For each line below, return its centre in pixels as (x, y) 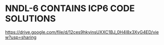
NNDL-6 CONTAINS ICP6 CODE (70, 8)
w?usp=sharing (21, 37)
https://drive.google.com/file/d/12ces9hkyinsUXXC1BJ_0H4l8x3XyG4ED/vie (82, 32)
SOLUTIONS (31, 19)
